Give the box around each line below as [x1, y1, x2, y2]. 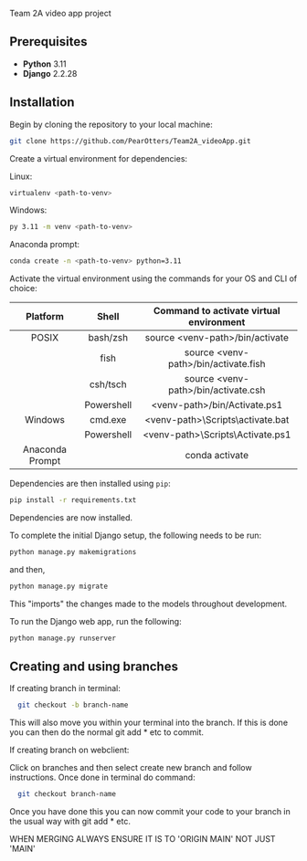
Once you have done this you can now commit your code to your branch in [9, 806, 291, 817]
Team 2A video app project [9, 8, 111, 18]
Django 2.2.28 [22, 68, 78, 79]
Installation [9, 95, 75, 110]
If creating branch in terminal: [9, 683, 121, 694]
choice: [9, 283, 38, 294]
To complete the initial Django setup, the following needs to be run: [9, 530, 262, 541]
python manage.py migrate [9, 582, 108, 591]
